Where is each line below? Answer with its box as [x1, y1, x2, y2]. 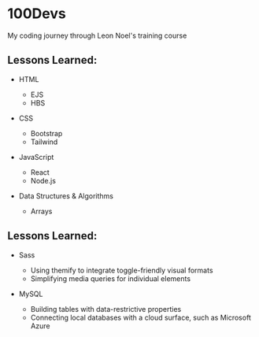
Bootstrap [30, 128, 63, 138]
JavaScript [18, 152, 54, 161]
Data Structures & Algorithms [18, 191, 113, 201]
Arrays [30, 206, 53, 216]
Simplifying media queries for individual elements [30, 273, 191, 283]
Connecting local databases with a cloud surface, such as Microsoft [30, 313, 251, 322]
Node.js [30, 176, 57, 185]
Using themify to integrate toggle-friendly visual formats [30, 265, 213, 275]
